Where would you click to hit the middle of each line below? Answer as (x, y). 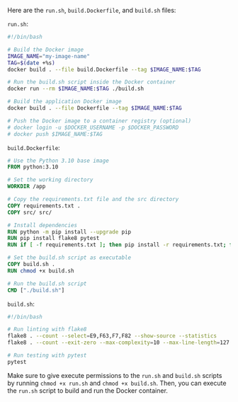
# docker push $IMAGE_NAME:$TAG (55, 134)
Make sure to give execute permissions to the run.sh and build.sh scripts (115, 375)
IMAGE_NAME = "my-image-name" (49, 56)
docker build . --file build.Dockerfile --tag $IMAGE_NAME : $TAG (104, 69)
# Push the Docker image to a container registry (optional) (100, 121)
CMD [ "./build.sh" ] (36, 290)
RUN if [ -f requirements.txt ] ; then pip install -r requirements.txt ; (117, 245)
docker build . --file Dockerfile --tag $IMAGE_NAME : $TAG (95, 108)
